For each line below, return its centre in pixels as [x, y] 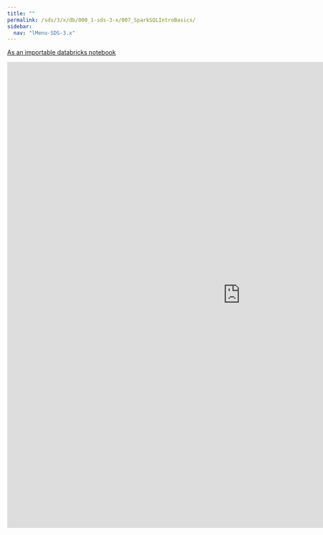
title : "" [21, 13]
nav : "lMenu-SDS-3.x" [45, 33]
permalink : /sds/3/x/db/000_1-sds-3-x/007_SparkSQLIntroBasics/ [101, 20]
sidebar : [20, 26]
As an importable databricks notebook [61, 52]
